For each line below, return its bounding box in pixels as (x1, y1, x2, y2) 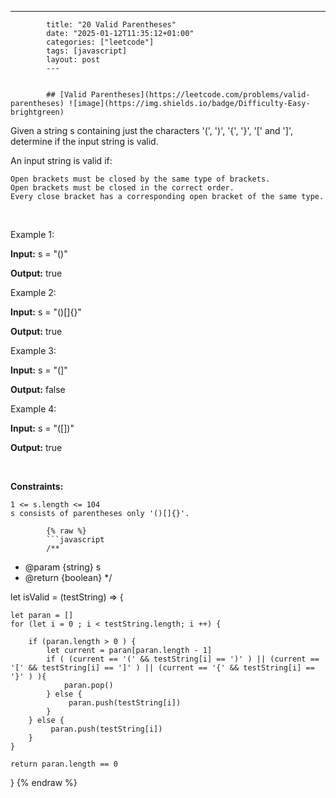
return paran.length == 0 (10, 759, 118, 769)
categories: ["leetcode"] (46, 37, 155, 47)
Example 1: (10, 229, 55, 240)
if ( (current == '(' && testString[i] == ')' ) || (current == (46, 654, 320, 664)
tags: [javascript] (46, 46, 128, 56)
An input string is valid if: (10, 155, 113, 166)
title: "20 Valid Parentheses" (46, 20, 177, 30)
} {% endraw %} (10, 777, 78, 788)
